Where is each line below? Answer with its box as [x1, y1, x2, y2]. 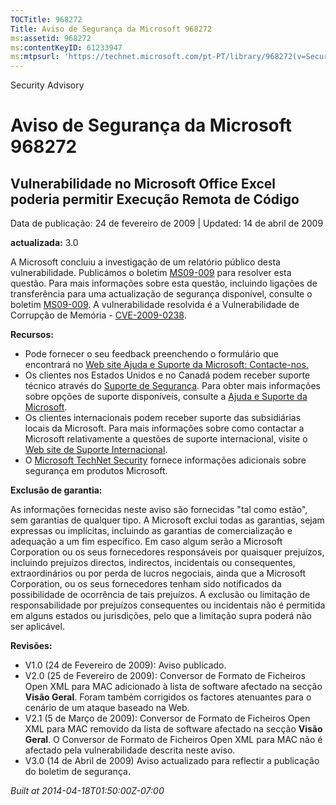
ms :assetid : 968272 [10, 33, 92, 43]
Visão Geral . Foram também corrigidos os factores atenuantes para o [24, 691, 312, 703]
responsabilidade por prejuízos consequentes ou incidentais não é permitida [10, 599, 326, 611]
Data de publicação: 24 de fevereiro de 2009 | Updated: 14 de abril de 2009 [10, 217, 324, 230]
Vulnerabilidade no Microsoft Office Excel [10, 175, 277, 192]
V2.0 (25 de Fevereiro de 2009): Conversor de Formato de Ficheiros [24, 670, 306, 682]
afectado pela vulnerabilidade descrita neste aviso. [24, 744, 236, 756]
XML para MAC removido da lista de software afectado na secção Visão [24, 723, 323, 735]
